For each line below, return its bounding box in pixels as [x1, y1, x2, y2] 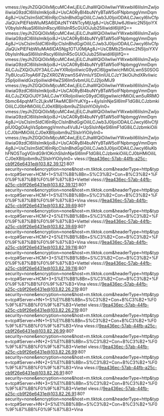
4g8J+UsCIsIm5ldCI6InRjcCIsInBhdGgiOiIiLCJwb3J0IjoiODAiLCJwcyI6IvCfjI [5, 119, 159, 125]
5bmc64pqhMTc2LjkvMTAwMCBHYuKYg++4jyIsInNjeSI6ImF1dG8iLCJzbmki [5, 98, 160, 104]
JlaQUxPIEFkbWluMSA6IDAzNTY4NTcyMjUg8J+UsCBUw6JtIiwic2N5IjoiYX [5, 20, 158, 26]
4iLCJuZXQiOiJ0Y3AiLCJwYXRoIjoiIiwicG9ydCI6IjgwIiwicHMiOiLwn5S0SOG [5, 67, 159, 73]
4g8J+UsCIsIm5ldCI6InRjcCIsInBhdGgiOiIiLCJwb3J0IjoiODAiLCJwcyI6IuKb [5, 145, 157, 151]
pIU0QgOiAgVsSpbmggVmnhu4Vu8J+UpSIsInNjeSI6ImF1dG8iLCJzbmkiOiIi [5, 124, 158, 130]
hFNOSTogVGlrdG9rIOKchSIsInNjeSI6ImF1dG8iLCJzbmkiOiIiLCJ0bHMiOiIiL [5, 150, 157, 156]
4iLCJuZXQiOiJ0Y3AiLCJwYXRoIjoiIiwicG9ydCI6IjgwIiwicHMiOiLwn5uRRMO [5, 93, 160, 99]
